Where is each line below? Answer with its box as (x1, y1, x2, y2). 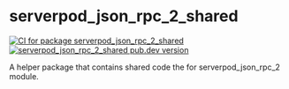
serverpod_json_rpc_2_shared (9, 6, 239, 26)
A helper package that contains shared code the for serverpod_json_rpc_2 (9, 62, 281, 72)
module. (9, 70, 40, 81)
